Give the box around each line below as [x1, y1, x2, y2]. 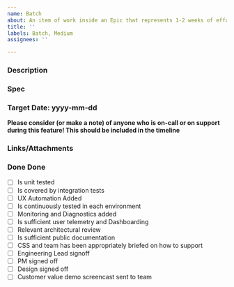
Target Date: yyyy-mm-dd [7, 103, 97, 112]
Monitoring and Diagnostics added [17, 209, 117, 218]
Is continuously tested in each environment [17, 202, 141, 210]
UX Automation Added [17, 193, 82, 203]
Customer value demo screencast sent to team [17, 273, 152, 281]
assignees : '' [7, 36, 49, 43]
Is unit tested [17, 178, 55, 186]
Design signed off [17, 265, 69, 273]
